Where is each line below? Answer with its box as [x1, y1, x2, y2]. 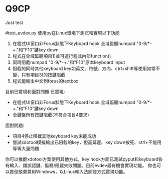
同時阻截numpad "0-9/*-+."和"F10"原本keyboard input [12, 59, 125, 65]
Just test [5, 19, 24, 25]
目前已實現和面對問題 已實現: [5, 88, 65, 94]
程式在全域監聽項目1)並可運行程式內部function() [12, 53, 111, 59]
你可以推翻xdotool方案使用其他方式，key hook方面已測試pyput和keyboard [5, 156, 159, 162]
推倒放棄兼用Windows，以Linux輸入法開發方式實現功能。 [9, 168, 128, 174]
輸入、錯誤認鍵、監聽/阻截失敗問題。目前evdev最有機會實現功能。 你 [9, 162, 152, 168]
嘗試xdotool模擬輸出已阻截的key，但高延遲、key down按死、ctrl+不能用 [12, 139, 162, 145]
